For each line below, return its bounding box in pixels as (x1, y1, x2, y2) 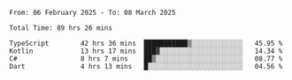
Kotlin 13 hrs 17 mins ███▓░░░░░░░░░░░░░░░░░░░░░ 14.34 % (9, 47, 283, 55)
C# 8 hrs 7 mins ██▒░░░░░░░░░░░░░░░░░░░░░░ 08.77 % (9, 55, 283, 63)
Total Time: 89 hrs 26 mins (9, 24, 113, 33)
